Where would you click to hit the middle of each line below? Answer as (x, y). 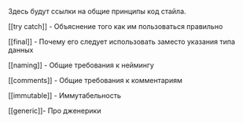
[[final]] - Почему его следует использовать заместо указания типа (122, 42)
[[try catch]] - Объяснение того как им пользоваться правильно (116, 26)
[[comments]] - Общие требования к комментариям (95, 80)
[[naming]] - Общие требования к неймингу (81, 65)
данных (21, 50)
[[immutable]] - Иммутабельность (65, 96)
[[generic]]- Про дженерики (55, 110)
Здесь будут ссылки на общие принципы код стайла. (97, 11)
